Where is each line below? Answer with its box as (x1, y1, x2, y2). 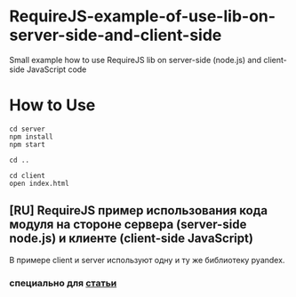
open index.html (9, 179, 69, 188)
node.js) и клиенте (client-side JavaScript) (9, 231, 253, 246)
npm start (9, 140, 46, 148)
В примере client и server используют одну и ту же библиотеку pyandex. (9, 254, 285, 265)
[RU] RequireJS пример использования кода (9, 203, 268, 219)
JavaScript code (26, 64, 87, 75)
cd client (9, 171, 46, 180)
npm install (9, 132, 53, 141)
